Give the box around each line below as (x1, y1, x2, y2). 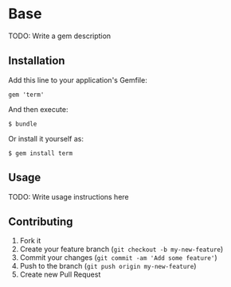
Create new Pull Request (19, 270, 101, 279)
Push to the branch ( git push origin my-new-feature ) (19, 262, 197, 271)
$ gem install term (8, 149, 73, 157)
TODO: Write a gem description (8, 31, 112, 41)
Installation (8, 54, 65, 68)
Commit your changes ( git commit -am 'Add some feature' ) (19, 253, 217, 262)
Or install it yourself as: (8, 134, 84, 143)
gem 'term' (8, 91, 45, 99)
